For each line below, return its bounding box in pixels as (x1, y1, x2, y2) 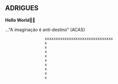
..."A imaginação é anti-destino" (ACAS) (5, 27, 85, 33)
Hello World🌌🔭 (5, 17, 35, 23)
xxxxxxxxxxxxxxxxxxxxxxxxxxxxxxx (44, 36, 113, 41)
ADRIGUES (5, 4, 39, 12)
